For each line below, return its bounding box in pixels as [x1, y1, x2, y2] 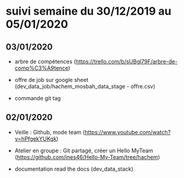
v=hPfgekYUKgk [14, 135, 56, 142]
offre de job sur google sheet [14, 76, 89, 83]
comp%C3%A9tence [14, 64, 69, 72]
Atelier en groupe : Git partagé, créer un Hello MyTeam [14, 147, 154, 154]
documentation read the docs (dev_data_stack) [14, 165, 134, 172]
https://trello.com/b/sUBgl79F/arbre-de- [75, 58, 178, 65]
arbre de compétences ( [14, 58, 76, 65]
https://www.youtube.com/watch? [84, 128, 171, 136]
